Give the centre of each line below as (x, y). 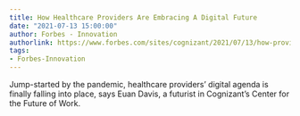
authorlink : (31, 42)
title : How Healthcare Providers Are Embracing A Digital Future (133, 17)
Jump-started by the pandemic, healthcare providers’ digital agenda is (139, 84)
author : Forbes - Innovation (63, 34)
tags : (19, 51)
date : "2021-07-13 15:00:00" (63, 26)
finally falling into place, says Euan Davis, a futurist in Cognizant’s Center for (150, 94)
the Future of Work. (45, 103)
